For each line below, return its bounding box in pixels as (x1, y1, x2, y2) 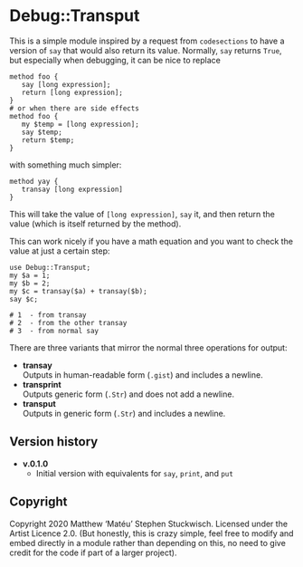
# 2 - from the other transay (9, 318, 128, 327)
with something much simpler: (9, 159, 122, 170)
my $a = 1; (9, 271, 51, 280)
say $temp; (21, 128, 63, 137)
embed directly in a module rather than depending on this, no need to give (9, 537, 287, 548)
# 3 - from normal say (9, 326, 99, 335)
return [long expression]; (21, 88, 124, 97)
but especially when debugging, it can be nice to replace (9, 54, 222, 65)
